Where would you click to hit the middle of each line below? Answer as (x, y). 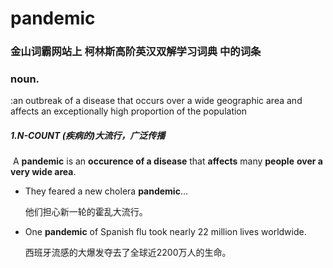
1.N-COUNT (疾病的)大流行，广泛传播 (88, 135)
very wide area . (43, 172)
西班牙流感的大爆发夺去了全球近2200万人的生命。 (128, 253)
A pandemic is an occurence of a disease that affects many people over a (167, 161)
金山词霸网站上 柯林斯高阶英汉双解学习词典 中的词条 (136, 52)
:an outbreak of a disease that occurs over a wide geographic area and (156, 101)
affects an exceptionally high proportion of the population (129, 111)
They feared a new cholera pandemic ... (106, 191)
